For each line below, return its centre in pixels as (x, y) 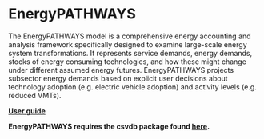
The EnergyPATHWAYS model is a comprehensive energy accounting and (130, 36)
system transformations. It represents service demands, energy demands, (130, 53)
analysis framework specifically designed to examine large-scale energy (128, 44)
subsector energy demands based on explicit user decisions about (118, 78)
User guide (27, 111)
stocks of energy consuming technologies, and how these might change (127, 62)
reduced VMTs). (35, 95)
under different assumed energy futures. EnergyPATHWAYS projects (121, 69)
